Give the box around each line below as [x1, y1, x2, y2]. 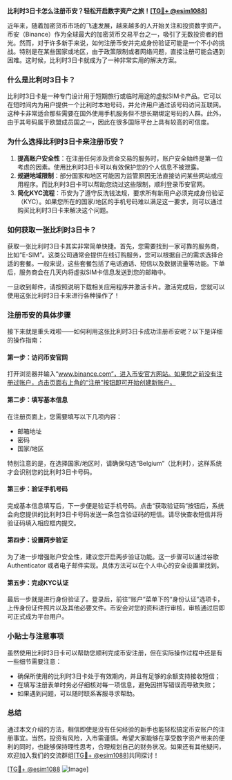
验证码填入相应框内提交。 [7, 518, 80, 527]
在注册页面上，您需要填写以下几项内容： [7, 412, 122, 421]
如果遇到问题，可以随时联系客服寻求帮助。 [17, 689, 139, 698]
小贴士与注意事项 [7, 631, 64, 641]
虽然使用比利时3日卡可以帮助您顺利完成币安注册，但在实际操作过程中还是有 [7, 649, 223, 657]
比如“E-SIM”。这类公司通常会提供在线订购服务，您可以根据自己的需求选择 [7, 251, 217, 259]
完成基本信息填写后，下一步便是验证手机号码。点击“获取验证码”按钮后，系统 [7, 501, 224, 509]
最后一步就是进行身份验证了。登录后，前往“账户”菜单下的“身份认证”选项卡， [7, 595, 224, 604]
